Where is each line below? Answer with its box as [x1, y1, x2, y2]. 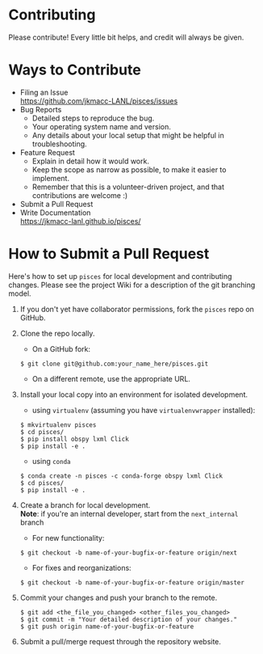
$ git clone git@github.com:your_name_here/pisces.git [19, 360, 209, 368]
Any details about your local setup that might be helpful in [31, 130, 224, 140]
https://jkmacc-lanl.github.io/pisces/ [19, 216, 141, 226]
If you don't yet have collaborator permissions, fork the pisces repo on [19, 304, 254, 314]
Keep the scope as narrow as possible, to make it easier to [31, 164, 227, 175]
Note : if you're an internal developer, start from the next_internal [19, 508, 239, 518]
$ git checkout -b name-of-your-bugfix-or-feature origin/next [19, 548, 238, 557]
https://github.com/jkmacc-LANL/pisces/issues [19, 95, 178, 106]
